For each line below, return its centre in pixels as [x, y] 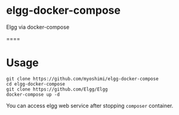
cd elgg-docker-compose [36, 84]
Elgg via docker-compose [38, 27]
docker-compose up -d [33, 94]
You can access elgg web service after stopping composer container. [90, 105]
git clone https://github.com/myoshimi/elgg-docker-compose [83, 78]
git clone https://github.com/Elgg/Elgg [57, 89]
